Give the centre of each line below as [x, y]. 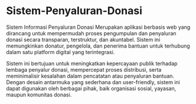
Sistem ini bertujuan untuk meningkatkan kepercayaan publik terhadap [92, 63]
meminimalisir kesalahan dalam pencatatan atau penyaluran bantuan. [90, 76]
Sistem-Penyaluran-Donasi [74, 11]
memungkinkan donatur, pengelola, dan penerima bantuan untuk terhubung [98, 46]
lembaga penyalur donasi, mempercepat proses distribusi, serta [84, 69]
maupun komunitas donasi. [39, 95]
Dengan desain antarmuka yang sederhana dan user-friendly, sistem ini [93, 82]
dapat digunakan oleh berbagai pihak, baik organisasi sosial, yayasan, [91, 88]
